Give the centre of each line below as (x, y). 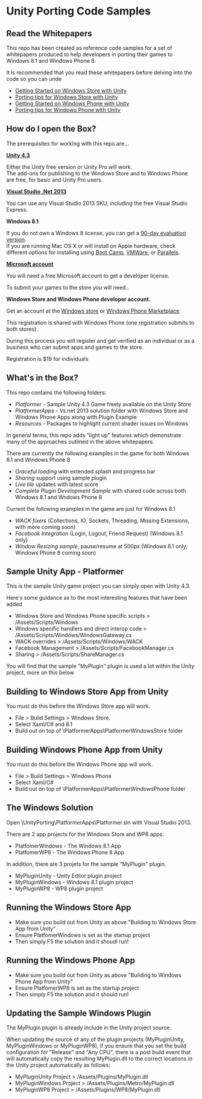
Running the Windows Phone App (71, 960)
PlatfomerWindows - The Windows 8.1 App (68, 846)
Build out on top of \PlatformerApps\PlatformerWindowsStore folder (99, 731)
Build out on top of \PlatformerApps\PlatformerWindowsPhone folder (100, 789)
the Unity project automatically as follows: (58, 1065)
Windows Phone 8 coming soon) (55, 553)
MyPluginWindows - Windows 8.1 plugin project (74, 882)
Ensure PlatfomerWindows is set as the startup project (83, 935)
